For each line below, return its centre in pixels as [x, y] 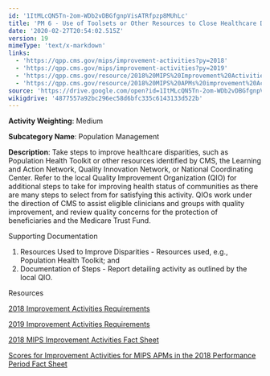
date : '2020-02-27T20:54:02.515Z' [66, 31]
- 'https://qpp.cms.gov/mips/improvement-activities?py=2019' [122, 68]
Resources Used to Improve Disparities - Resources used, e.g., [124, 252]
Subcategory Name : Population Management [84, 137]
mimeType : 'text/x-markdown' [57, 46]
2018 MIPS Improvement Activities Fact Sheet [84, 340]
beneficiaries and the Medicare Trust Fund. [80, 221]
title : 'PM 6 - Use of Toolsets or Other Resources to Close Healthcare [133, 23]
